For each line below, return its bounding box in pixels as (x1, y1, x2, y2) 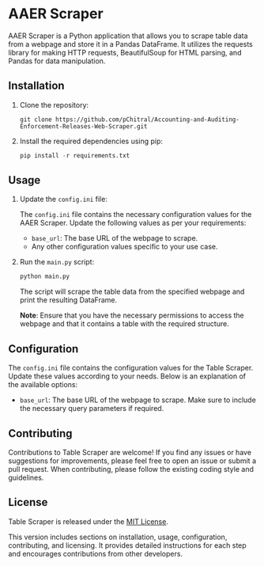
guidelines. (8, 473, 44, 482)
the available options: (8, 380, 78, 389)
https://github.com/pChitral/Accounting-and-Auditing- (55, 116, 239, 123)
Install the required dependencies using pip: (19, 136, 164, 146)
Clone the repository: (19, 100, 89, 109)
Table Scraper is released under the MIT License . (8, 516, 168, 526)
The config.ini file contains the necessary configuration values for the (19, 210, 252, 219)
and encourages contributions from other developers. (8, 549, 183, 558)
